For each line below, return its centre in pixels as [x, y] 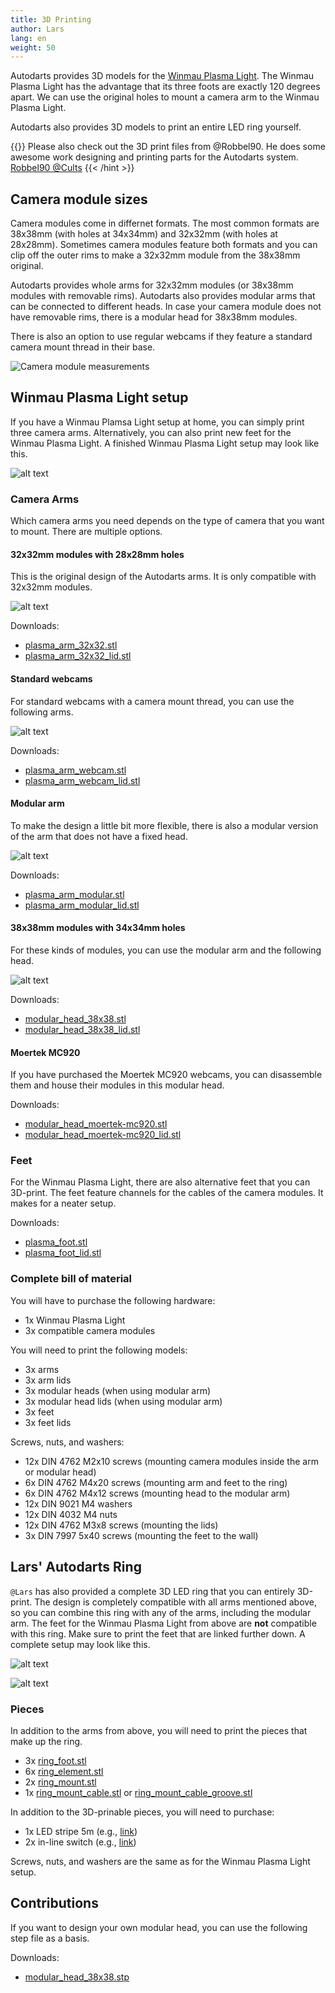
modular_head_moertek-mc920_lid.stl [103, 1135]
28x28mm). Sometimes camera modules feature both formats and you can [164, 245]
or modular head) [60, 1472]
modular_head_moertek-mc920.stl [96, 1124]
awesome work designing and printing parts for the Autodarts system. [154, 157]
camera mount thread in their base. [83, 347]
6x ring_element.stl [64, 1771]
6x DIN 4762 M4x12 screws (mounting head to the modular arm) [157, 1493]
